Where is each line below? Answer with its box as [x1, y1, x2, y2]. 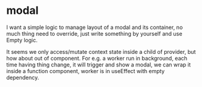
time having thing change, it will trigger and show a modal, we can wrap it [6, 61, 191, 68]
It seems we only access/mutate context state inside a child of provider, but [6, 48, 196, 55]
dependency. [6, 74, 40, 81]
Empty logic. [6, 36, 38, 43]
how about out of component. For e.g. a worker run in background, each [6, 54, 187, 62]
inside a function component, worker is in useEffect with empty [6, 67, 165, 74]
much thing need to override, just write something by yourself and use [6, 30, 183, 37]
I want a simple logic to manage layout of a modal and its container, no [6, 24, 183, 31]
